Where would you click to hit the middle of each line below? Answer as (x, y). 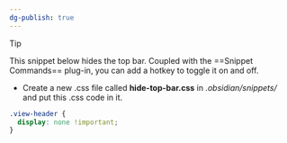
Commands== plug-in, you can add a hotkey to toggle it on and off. (134, 70)
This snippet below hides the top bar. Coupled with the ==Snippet (131, 60)
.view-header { (38, 113)
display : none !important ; (68, 122)
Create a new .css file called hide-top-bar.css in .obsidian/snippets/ (149, 87)
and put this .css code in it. (72, 97)
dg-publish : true (42, 18)
